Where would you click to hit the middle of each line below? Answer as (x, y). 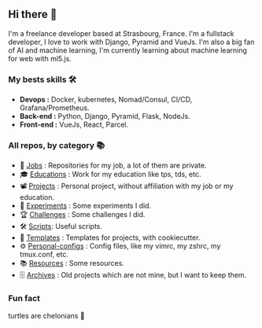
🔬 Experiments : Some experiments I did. (85, 206)
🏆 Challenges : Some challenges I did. (82, 215)
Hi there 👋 (33, 15)
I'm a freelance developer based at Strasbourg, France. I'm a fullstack (121, 33)
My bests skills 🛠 (42, 79)
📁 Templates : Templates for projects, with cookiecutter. (110, 238)
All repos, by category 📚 (57, 146)
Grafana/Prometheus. (54, 108)
